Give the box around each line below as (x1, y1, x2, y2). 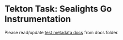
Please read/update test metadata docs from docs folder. (4, 29, 119, 35)
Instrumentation (4, 13, 71, 25)
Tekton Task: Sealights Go (4, 3, 112, 14)
